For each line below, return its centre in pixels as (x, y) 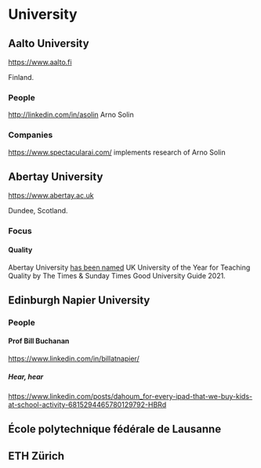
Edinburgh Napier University (79, 300)
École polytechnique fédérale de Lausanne (115, 429)
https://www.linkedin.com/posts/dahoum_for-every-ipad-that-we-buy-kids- (130, 397)
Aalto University (49, 44)
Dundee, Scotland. (38, 211)
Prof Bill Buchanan (39, 341)
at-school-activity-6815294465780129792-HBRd (87, 405)
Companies (31, 135)
